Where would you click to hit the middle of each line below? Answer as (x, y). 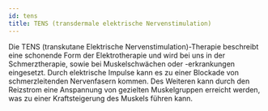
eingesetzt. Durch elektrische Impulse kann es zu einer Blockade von (123, 72)
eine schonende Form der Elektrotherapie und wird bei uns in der (117, 55)
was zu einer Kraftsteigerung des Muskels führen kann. (100, 98)
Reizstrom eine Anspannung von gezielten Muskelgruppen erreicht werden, (134, 89)
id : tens (23, 16)
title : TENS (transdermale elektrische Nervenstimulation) (110, 23)
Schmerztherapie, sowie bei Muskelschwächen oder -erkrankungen (122, 64)
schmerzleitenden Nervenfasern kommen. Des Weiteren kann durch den (129, 81)
